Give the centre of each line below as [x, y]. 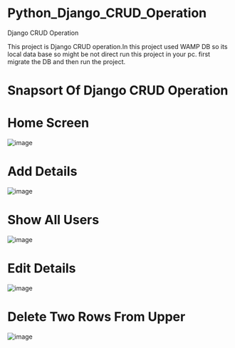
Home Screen [48, 123]
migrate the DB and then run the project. [67, 61]
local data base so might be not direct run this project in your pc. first [109, 54]
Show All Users [53, 220]
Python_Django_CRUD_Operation [107, 13]
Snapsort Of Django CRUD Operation [118, 91]
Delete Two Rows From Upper [96, 317]
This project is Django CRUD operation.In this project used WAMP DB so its [117, 46]
